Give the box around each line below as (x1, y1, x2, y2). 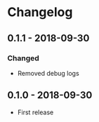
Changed (7, 53, 40, 63)
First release (17, 108, 54, 116)
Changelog (7, 4, 73, 20)
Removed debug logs (17, 69, 79, 77)
